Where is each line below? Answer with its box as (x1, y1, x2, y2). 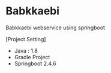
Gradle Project (14, 53, 50, 60)
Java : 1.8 (14, 47, 38, 54)
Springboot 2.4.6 (14, 60, 56, 67)
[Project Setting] (5, 35, 46, 42)
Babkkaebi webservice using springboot (5, 24, 106, 31)
